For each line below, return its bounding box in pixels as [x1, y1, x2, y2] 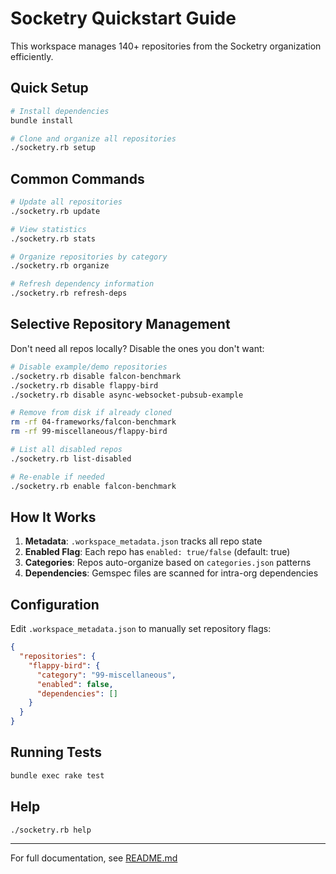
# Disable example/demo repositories [10, 362, 168, 372]
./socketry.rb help [10, 825, 92, 835]
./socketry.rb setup [10, 143, 97, 153]
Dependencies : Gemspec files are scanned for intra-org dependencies [24, 567, 319, 579]
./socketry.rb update [10, 206, 101, 216]
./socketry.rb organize [10, 261, 110, 271]
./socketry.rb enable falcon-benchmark [10, 481, 177, 491]
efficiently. [10, 50, 54, 62]
